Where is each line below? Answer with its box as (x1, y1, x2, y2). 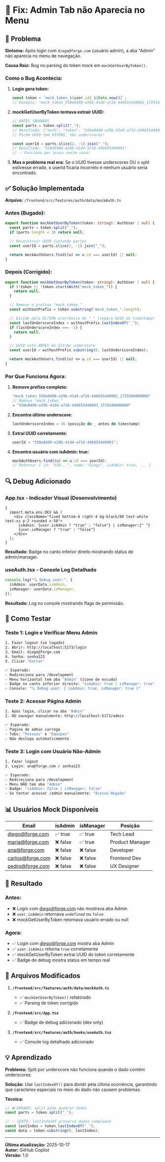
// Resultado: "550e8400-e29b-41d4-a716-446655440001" (12, 146, 127, 151)
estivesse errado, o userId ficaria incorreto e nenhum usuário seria (12, 165, 147, 171)
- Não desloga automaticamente (5, 736, 69, 741)
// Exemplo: (12, 100, 37, 105)
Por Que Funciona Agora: (5, 373, 66, 379)
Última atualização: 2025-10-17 (5, 1142, 70, 1148)
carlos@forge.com (7, 855, 51, 862)
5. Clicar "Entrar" (5, 659, 45, 664)
